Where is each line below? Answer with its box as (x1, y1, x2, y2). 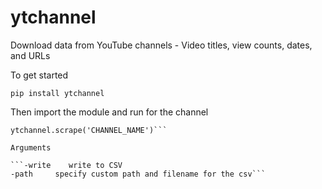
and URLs (10, 49, 51, 61)
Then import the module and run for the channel (10, 106, 209, 118)
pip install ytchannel (10, 88, 105, 98)
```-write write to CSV (10, 160, 123, 170)
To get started (10, 69, 69, 81)
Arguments (10, 142, 52, 153)
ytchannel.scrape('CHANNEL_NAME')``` (10, 125, 168, 135)
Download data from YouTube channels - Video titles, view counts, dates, (10, 39, 313, 51)
